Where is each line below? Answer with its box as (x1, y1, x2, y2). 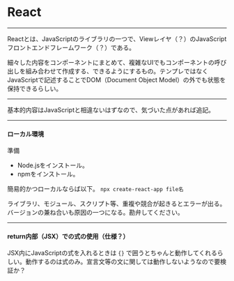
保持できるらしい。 (7, 84, 63, 93)
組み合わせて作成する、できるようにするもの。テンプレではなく (25, 67, 209, 75)
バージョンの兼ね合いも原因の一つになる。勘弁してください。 (7, 208, 184, 217)
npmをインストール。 (17, 170, 79, 179)
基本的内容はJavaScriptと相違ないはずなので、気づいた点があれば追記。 (7, 105, 214, 114)
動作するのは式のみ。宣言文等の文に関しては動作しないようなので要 (25, 257, 221, 266)
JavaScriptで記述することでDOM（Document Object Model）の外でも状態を (7, 75, 226, 84)
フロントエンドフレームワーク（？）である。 (7, 43, 136, 52)
